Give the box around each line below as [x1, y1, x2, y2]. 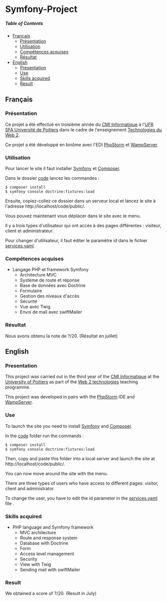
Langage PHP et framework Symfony [12, 267, 89, 273]
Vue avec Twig [19, 303, 51, 310]
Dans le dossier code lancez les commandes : [5, 175, 100, 181]
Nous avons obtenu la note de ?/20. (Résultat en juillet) [5, 333, 118, 339]
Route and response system [19, 535, 78, 541]
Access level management [19, 551, 74, 557]
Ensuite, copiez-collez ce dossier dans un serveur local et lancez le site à [5, 198, 156, 204]
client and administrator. [5, 485, 55, 491]
